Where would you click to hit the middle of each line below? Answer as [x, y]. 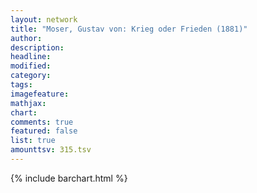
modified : [31, 66]
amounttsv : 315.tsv [51, 150]
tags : [21, 85]
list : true [33, 141]
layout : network [44, 19]
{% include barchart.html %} [69, 178]
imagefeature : [40, 94]
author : [26, 38]
